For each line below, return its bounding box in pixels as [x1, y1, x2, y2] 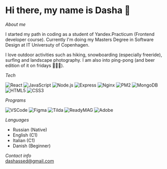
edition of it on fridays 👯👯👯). [5, 62, 64, 68]
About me [5, 21, 26, 27]
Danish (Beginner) [12, 143, 51, 149]
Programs [5, 97, 26, 103]
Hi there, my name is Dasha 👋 [5, 5, 130, 16]
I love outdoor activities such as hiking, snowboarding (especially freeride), [5, 52, 162, 58]
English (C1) [12, 132, 38, 138]
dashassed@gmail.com [5, 158, 54, 164]
